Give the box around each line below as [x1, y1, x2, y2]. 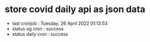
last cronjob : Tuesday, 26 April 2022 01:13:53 [12, 20, 107, 26]
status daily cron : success [12, 31, 68, 37]
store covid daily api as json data [5, 4, 145, 15]
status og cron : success [12, 25, 64, 31]
